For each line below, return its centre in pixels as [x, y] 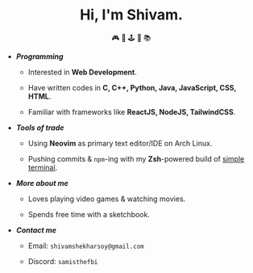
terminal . [43, 167]
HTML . [39, 96]
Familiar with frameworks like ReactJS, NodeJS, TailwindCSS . [132, 111]
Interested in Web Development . [82, 72]
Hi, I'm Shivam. [131, 15]
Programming [39, 56]
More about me [42, 183]
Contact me [36, 230]
